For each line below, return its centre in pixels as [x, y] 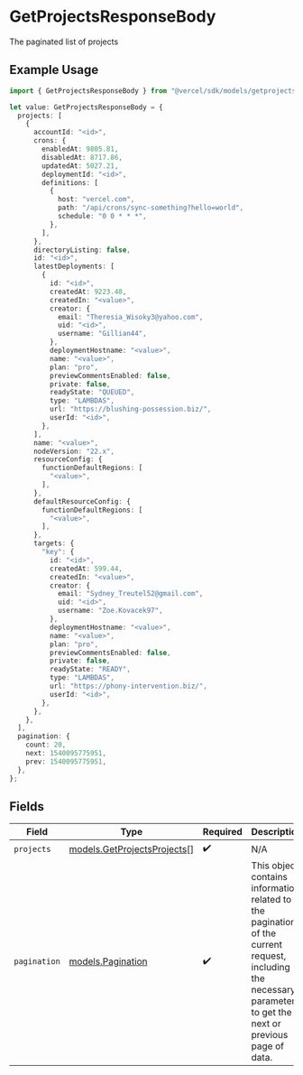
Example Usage [54, 70]
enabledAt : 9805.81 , [80, 149]
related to [271, 900]
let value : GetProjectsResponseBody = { [87, 107]
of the [264, 933]
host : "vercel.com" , [96, 199]
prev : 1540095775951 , [66, 761]
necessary [273, 990]
